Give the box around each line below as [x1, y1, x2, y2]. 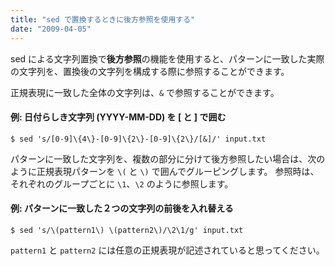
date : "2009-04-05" [10, 24, 92, 34]
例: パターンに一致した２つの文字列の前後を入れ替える [10, 202, 234, 215]
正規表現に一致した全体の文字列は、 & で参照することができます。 [10, 86, 280, 98]
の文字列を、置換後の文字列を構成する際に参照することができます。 [10, 65, 290, 77]
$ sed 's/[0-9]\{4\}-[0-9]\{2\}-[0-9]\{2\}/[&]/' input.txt [10, 134, 267, 144]
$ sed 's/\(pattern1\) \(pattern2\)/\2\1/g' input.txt [10, 225, 244, 235]
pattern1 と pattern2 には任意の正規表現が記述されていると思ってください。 [10, 244, 325, 256]
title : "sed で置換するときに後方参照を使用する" [10, 14, 196, 25]
